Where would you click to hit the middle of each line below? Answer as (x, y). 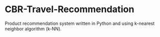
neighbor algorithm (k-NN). (33, 28)
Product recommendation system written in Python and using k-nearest (80, 23)
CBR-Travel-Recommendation (70, 9)
